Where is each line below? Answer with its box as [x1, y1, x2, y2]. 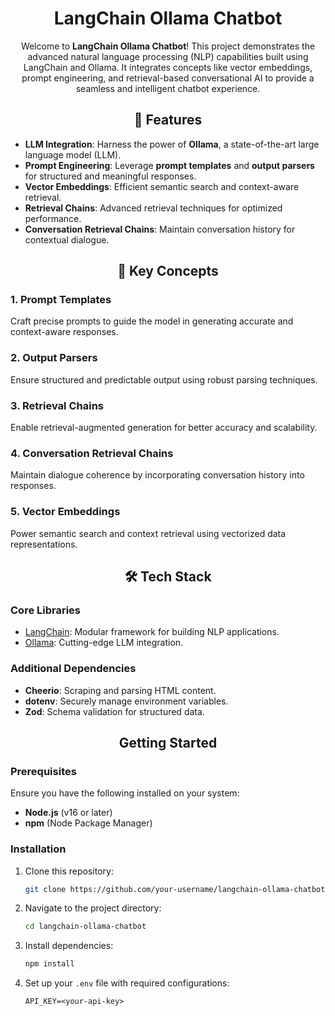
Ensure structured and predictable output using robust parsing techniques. [10, 373, 318, 386]
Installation [10, 842, 67, 856]
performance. [24, 212, 82, 224]
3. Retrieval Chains [10, 398, 104, 412]
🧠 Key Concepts [117, 263, 219, 280]
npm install [24, 959, 75, 969]
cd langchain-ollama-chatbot [24, 922, 147, 932]
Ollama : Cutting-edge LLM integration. [24, 637, 184, 649]
